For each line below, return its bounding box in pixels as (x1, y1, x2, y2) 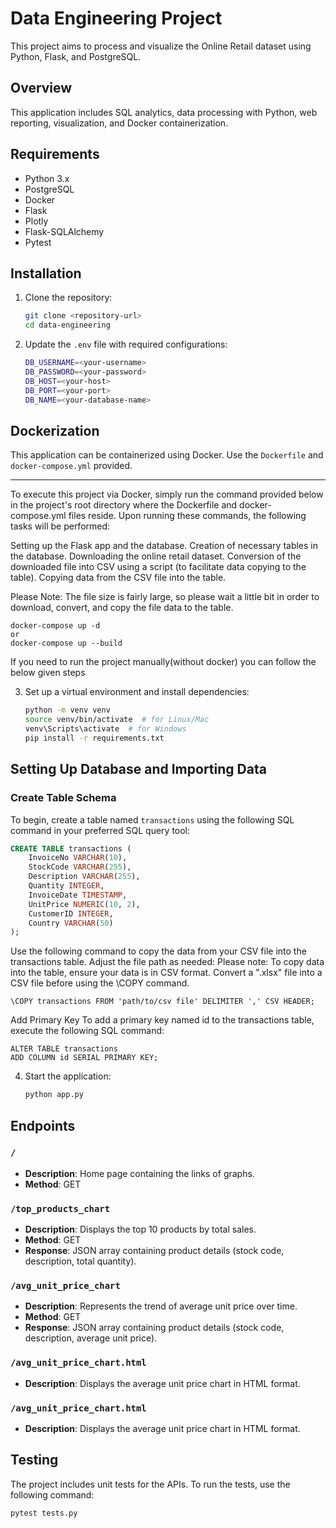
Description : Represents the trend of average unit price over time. (24, 1300, 298, 1312)
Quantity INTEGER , (28, 881, 105, 891)
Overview (10, 80, 73, 97)
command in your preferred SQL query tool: (10, 824, 191, 836)
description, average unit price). (24, 1332, 158, 1344)
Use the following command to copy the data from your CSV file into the (10, 945, 307, 957)
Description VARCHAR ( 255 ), (28, 872, 141, 882)
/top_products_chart (10, 1203, 111, 1214)
